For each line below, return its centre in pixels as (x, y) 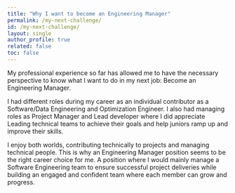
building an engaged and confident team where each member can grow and (117, 174)
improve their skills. (35, 131)
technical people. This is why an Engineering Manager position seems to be (116, 152)
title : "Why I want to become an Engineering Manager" (89, 14)
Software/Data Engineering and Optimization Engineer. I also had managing (116, 109)
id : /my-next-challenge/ (43, 27)
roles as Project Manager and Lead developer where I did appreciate (106, 116)
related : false (29, 46)
